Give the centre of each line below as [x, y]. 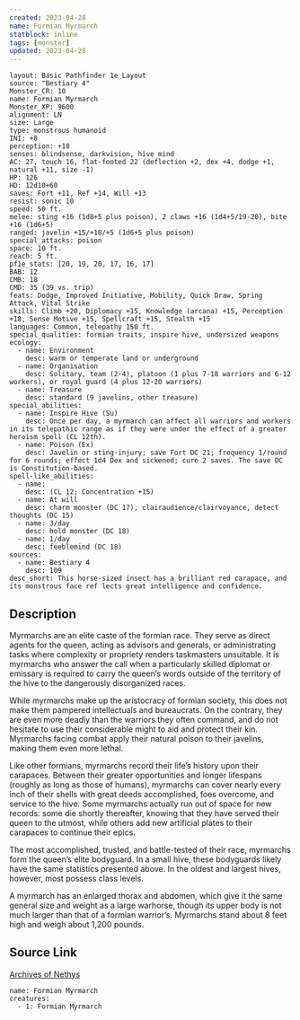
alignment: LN [36, 115]
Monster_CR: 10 [38, 92]
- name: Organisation [58, 366]
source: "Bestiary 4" [50, 84]
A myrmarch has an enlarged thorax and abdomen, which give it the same [146, 895]
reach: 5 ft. [34, 257]
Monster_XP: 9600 [42, 107]
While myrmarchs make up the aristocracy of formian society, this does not [148, 700]
